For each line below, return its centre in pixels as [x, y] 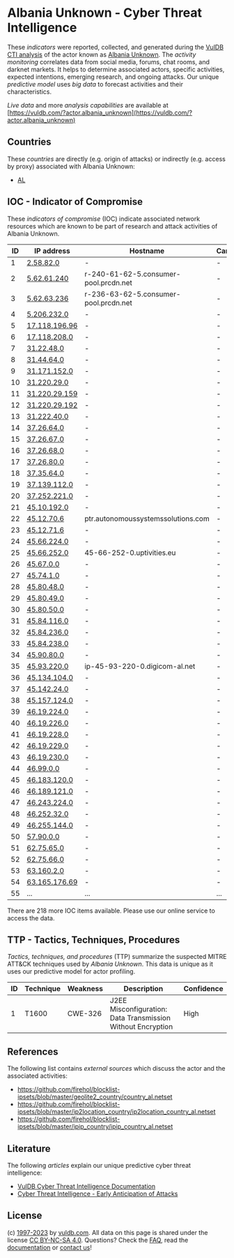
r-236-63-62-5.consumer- [133, 294]
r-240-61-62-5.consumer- [133, 274]
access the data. [31, 918]
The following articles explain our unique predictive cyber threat [99, 1165]
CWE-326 [85, 1013]
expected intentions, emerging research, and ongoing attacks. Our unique [113, 77]
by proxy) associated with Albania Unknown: [71, 166]
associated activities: [38, 1076]
